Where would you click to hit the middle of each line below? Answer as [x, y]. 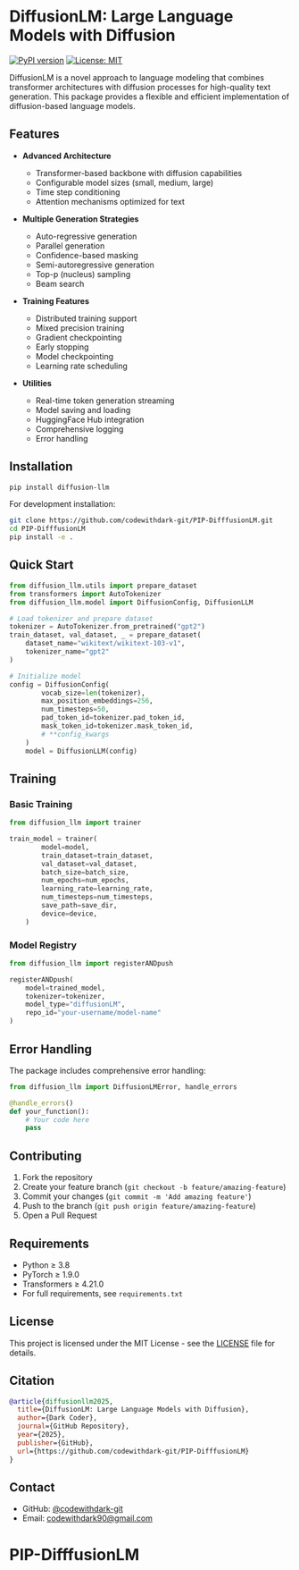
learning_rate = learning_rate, [97, 889]
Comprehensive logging [79, 429]
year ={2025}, [42, 1435]
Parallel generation [70, 245]
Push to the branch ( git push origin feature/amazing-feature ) [139, 1206]
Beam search [60, 283]
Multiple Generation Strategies [80, 219]
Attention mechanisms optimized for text [110, 201]
